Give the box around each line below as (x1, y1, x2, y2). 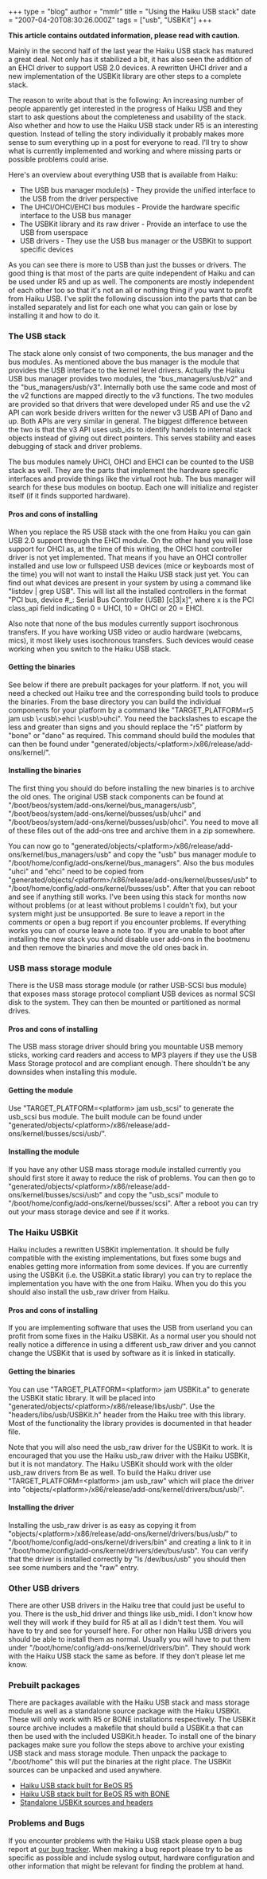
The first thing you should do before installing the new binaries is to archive (8, 783, 255, 793)
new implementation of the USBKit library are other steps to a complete (8, 72, 242, 80)
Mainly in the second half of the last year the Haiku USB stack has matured (8, 46, 253, 55)
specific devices (19, 244, 74, 254)
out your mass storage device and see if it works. (8, 1206, 170, 1217)
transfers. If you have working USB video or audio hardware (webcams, (8, 627, 242, 636)
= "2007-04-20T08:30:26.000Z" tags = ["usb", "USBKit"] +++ (8, 15, 212, 25)
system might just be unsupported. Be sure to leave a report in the (8, 908, 225, 918)
